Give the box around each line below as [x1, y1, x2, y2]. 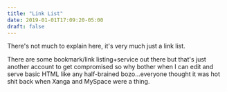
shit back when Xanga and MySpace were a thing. [7, 77, 150, 86]
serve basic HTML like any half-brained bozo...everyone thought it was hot [7, 70, 220, 78]
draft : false [7, 23, 45, 30]
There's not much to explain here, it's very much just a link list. [7, 42, 185, 50]
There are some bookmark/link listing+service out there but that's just [7, 55, 206, 64]
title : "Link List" [7, 10, 64, 17]
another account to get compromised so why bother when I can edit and [7, 63, 214, 71]
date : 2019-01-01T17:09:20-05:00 [7, 17, 104, 24]
